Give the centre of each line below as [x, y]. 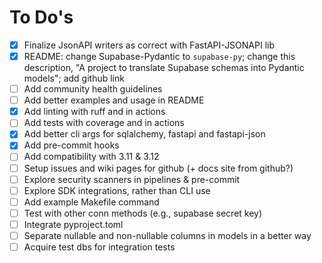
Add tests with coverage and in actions [104, 123]
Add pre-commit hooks [71, 145]
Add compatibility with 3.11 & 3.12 [91, 157]
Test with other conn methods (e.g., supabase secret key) [143, 213]
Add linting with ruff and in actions [94, 112]
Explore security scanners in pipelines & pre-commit [132, 179]
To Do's [41, 17]
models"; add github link [74, 78]
